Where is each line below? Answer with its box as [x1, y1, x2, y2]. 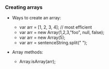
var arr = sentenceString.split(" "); [19, 40, 88, 46]
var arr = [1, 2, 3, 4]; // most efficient [19, 24, 92, 30]
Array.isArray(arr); [19, 59, 56, 65]
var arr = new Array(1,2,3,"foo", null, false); [19, 30, 105, 35]
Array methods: [12, 49, 44, 55]
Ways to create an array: [12, 15, 62, 21]
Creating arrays [5, 4, 43, 11]
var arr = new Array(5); [19, 34, 65, 40]
